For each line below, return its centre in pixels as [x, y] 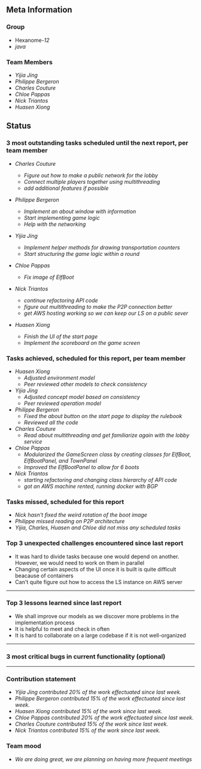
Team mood [24, 746]
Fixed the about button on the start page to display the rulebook [103, 416]
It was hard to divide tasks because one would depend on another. [97, 556]
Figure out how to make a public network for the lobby [91, 175]
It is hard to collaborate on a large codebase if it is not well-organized [100, 635]
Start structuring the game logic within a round [82, 254]
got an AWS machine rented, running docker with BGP [91, 486]
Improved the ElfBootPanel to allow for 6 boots [81, 467]
